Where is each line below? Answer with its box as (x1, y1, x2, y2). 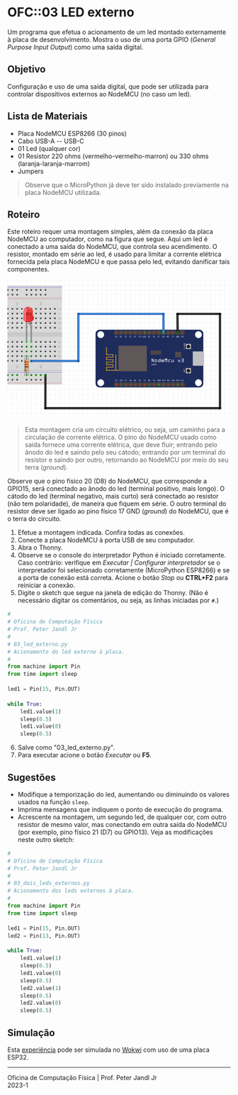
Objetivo (7, 63, 46, 75)
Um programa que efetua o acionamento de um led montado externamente (7, 28, 227, 36)
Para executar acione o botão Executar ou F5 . (17, 751, 152, 760)
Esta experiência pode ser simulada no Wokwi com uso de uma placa (7, 1045, 210, 1054)
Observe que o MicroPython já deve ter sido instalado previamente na (24, 180, 229, 189)
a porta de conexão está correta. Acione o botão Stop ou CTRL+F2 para (17, 574, 229, 582)
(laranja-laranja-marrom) (17, 159, 91, 167)
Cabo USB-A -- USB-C (17, 136, 84, 145)
